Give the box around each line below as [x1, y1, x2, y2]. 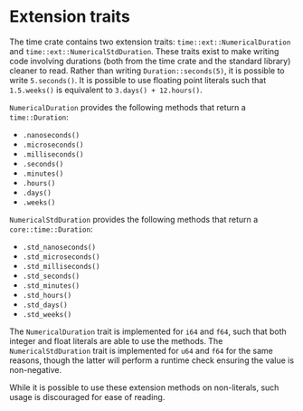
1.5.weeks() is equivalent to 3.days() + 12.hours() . [9, 84, 203, 95]
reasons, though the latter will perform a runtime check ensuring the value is [9, 355, 295, 366]
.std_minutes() [22, 281, 80, 291]
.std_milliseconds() [22, 262, 100, 271]
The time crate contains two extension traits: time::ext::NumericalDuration [9, 36, 291, 47]
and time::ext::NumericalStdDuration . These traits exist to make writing [9, 45, 279, 56]
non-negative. [9, 364, 62, 375]
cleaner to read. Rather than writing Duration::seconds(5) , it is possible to [9, 65, 285, 76]
